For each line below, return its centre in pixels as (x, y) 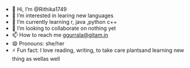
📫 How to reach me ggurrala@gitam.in (60, 35)
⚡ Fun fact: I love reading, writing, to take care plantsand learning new (98, 50)
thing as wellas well (36, 59)
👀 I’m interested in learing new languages (62, 16)
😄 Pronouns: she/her (38, 44)
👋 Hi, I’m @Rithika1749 (39, 9)
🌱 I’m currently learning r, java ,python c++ (65, 22)
